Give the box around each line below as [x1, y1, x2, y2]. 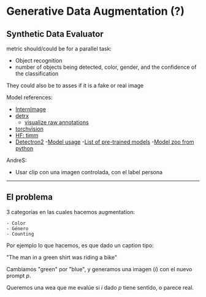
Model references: [6, 94, 53, 101]
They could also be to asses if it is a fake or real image [6, 82, 144, 89]
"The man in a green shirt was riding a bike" [6, 253, 118, 261]
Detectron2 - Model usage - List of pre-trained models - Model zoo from [15, 138, 194, 145]
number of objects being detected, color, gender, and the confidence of [15, 63, 197, 71]
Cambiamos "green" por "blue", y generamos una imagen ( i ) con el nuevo [6, 265, 193, 272]
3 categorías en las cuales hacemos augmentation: [6, 208, 135, 215]
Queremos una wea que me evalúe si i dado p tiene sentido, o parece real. [6, 283, 194, 291]
